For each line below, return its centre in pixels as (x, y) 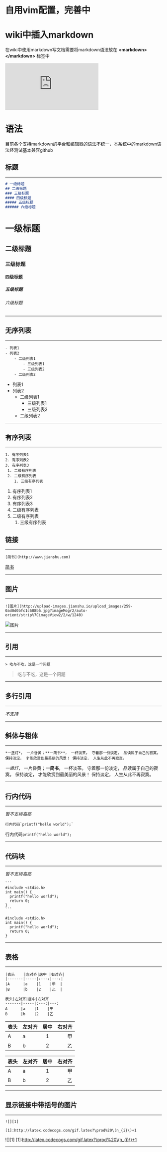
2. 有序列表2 (17, 460)
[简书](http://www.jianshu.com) (38, 557)
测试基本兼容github (33, 150)
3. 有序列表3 (17, 465)
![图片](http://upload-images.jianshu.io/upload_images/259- (69, 606)
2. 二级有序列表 (22, 476)
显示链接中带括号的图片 (41, 1105)
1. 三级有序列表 (29, 481)
